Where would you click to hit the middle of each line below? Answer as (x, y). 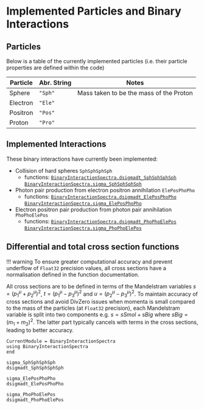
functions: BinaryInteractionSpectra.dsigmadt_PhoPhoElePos (100, 221)
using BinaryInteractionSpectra (47, 346)
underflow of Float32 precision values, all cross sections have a (86, 268)
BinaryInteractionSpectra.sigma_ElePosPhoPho (83, 203)
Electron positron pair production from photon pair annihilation (93, 209)
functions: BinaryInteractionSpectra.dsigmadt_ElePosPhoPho (100, 197)
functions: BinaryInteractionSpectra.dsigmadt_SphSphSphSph (100, 177)
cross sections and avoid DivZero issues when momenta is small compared (101, 302)
